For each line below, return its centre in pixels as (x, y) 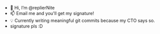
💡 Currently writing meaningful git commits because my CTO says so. (83, 20)
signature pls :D (26, 26)
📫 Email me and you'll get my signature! (52, 13)
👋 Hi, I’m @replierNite (32, 8)
